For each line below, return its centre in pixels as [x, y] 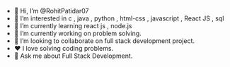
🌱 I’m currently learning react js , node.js [73, 26]
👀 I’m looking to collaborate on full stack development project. [104, 41]
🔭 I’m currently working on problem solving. [77, 33]
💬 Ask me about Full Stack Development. [73, 56]
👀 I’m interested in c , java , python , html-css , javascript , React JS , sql [119, 18]
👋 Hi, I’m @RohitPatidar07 [51, 11]
